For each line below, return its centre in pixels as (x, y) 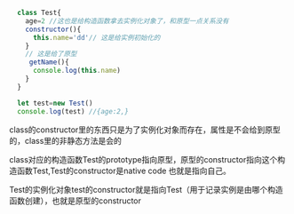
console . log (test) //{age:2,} (73, 111)
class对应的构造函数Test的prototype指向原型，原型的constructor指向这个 (143, 159)
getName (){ (49, 62)
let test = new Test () (55, 103)
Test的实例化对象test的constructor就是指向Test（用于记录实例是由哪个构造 (147, 189)
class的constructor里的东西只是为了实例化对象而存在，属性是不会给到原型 (145, 130)
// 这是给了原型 (51, 54)
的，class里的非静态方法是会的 (66, 140)
